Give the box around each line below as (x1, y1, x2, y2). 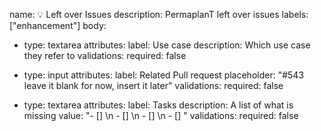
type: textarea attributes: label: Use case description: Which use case (23, 39, 311, 51)
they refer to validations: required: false (23, 50, 187, 61)
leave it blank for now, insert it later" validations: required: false (23, 80, 284, 91)
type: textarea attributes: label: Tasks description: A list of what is (23, 99, 294, 111)
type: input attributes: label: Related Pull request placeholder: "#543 (23, 69, 305, 81)
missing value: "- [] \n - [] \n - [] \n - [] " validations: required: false (23, 110, 299, 121)
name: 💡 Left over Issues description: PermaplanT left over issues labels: (9, 9, 309, 20)
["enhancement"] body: (9, 20, 107, 31)
